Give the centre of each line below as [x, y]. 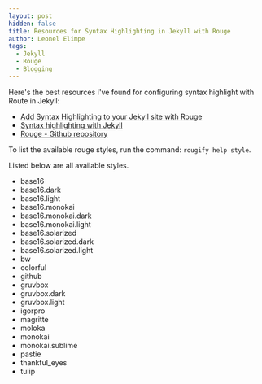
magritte [34, 319]
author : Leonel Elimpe [47, 39]
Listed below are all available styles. [69, 165]
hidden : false [33, 24]
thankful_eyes [44, 362]
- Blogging [34, 69]
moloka [33, 328]
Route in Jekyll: [34, 100]
